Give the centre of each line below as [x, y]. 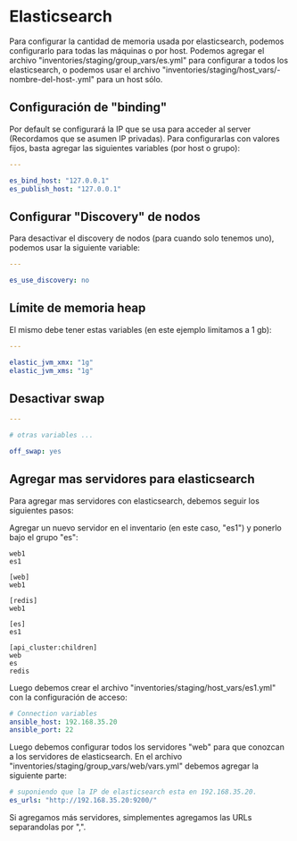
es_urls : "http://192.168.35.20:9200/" [83, 801]
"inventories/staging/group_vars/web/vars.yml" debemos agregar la [134, 766]
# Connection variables [54, 713]
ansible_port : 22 [41, 730]
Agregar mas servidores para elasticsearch [132, 479]
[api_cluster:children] [54, 647]
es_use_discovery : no [49, 280]
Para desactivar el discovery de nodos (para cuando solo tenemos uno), [142, 238]
